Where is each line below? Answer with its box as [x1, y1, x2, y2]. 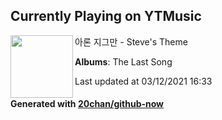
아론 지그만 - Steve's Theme [74, 35, 188, 48]
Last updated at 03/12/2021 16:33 [74, 75, 213, 87]
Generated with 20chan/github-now [10, 98, 165, 110]
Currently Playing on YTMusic [10, 8, 202, 25]
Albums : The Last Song [74, 55, 173, 68]
